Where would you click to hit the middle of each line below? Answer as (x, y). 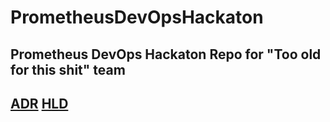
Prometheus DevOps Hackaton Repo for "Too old (166, 54)
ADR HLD (39, 103)
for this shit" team (68, 69)
